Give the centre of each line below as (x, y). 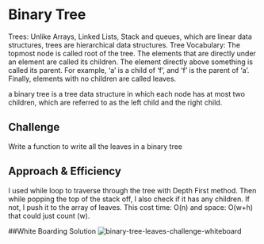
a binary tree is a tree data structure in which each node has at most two (127, 93)
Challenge (34, 127)
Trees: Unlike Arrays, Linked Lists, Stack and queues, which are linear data (130, 36)
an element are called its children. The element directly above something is (131, 62)
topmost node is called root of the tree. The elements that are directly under (132, 53)
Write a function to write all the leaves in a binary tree (96, 146)
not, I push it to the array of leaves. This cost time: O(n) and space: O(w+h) (131, 207)
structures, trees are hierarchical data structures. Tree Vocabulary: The (124, 44)
